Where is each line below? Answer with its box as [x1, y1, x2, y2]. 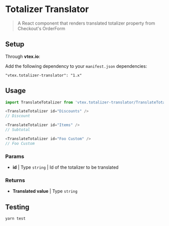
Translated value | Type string [12, 188, 78, 194]
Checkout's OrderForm [17, 25, 65, 31]
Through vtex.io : [5, 53, 40, 59]
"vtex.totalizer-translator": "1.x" [5, 73, 82, 78]
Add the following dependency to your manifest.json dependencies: [5, 63, 147, 69]
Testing [5, 202, 30, 211]
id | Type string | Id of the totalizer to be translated [12, 164, 119, 170]
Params [5, 153, 24, 160]
